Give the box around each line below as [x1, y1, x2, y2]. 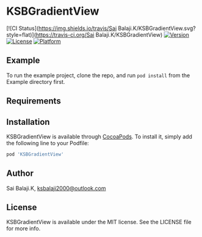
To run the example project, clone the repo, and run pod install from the [6, 72, 190, 79]
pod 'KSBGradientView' [6, 151, 64, 157]
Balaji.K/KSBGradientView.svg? [118, 24, 197, 32]
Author [6, 168, 34, 179]
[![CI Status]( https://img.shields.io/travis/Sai [6, 24, 117, 32]
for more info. [6, 225, 41, 232]
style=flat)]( [6, 31, 37, 38]
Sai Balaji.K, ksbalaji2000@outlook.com [6, 184, 106, 192]
